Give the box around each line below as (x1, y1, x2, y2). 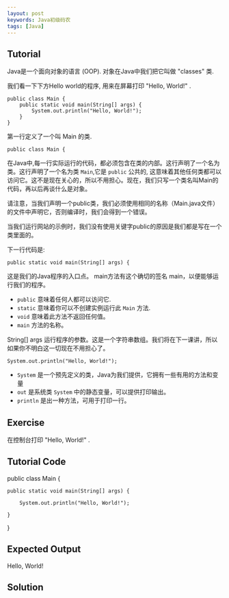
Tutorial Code (7, 456, 66, 468)
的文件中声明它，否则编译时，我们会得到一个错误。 (7, 208, 151, 216)
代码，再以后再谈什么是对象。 (7, 184, 91, 193)
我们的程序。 (12, 280, 49, 289)
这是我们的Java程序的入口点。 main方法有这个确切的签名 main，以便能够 (7, 272, 213, 280)
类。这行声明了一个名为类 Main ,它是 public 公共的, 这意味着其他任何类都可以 (7, 167, 222, 176)
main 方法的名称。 (16, 321, 68, 329)
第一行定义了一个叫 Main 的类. (7, 132, 92, 141)
